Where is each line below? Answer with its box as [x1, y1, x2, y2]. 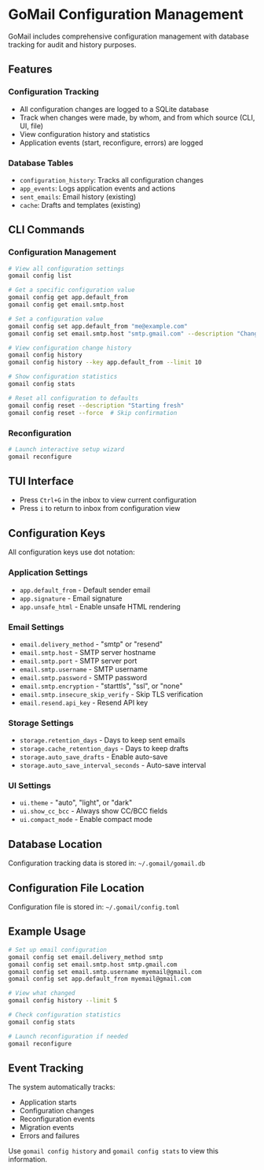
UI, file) [19, 120, 44, 131]
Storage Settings [8, 717, 74, 728]
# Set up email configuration [8, 946, 108, 953]
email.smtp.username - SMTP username [19, 664, 148, 674]
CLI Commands [8, 223, 85, 237]
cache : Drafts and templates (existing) [19, 200, 141, 209]
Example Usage [8, 925, 86, 939]
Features [8, 63, 53, 76]
